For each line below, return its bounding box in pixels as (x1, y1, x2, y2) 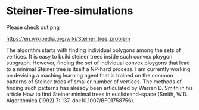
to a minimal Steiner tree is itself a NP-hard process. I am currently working (6, 65, 191, 72)
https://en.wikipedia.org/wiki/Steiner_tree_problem (6, 35, 130, 42)
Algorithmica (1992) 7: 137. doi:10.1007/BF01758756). (6, 96, 135, 104)
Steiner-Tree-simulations (6, 4, 133, 18)
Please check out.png (6, 24, 60, 31)
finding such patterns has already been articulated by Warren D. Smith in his (6, 84, 194, 91)
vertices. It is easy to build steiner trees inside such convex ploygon (6, 53, 173, 60)
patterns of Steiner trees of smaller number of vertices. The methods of (6, 78, 182, 85)
